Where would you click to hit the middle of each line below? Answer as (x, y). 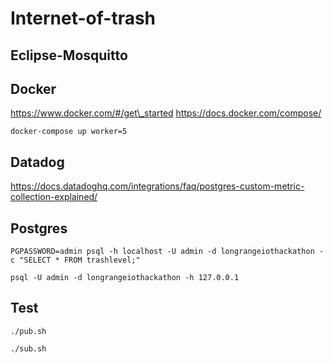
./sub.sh (28, 348)
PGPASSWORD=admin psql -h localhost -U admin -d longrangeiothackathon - (167, 252)
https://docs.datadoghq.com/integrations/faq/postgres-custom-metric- (157, 186)
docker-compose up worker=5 (69, 132)
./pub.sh (28, 331)
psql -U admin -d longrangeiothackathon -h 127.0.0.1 (125, 278)
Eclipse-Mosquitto (69, 55)
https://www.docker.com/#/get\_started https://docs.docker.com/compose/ (166, 113)
